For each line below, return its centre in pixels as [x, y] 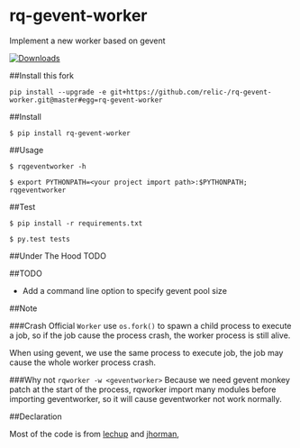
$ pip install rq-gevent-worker [70, 133]
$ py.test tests [40, 239]
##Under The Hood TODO [58, 256]
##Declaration [36, 416]
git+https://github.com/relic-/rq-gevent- [191, 92]
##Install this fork [42, 75]
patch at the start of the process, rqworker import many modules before [143, 389]
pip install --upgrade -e [58, 92]
